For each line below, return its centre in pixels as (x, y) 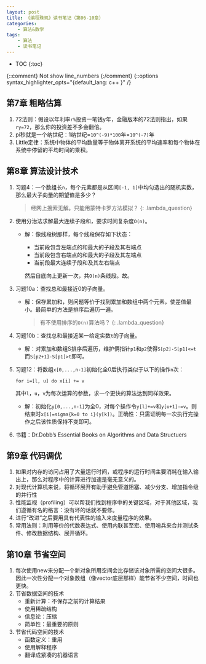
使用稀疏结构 (41, 609)
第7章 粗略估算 (34, 103)
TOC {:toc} (29, 64)
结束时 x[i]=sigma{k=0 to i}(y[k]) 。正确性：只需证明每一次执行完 (109, 414)
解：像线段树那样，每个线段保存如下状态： (78, 234)
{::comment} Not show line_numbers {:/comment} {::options (82, 76)
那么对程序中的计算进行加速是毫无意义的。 (85, 480)
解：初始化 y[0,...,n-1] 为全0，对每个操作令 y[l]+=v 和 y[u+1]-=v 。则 (110, 406)
